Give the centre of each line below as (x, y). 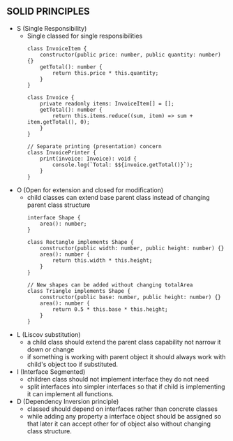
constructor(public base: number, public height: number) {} (130, 297)
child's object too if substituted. (73, 364)
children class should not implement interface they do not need (118, 379)
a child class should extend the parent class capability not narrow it (124, 342)
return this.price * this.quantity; (105, 73)
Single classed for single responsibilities (85, 36)
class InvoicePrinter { (62, 152)
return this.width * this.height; (102, 260)
